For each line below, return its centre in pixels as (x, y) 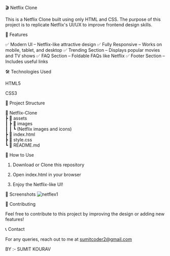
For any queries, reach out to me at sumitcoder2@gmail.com (69, 239)
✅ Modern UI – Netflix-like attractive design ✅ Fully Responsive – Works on (84, 44)
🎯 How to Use (20, 155)
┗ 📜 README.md (23, 145)
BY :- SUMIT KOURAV (28, 249)
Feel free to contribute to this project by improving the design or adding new (85, 214)
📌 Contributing (21, 204)
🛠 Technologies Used (28, 71)
